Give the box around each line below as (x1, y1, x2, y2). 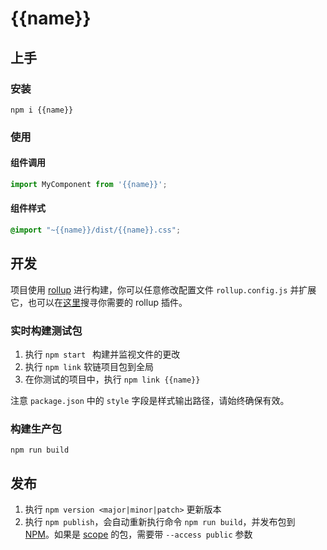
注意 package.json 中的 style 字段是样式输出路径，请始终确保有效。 (10, 395, 290, 407)
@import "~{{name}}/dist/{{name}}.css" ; (10, 225, 182, 236)
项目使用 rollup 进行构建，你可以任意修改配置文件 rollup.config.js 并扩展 (10, 283, 317, 296)
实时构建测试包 (10, 323, 83, 337)
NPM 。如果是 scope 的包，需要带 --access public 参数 (24, 528, 253, 541)
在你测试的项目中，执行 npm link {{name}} (24, 373, 201, 386)
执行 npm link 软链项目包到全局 (24, 361, 154, 373)
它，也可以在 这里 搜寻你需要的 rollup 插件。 (10, 296, 188, 308)
